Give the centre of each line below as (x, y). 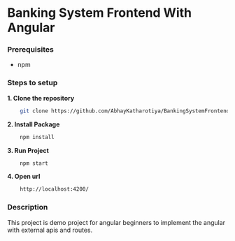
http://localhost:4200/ (55, 189)
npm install (37, 137)
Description (28, 207)
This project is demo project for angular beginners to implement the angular (116, 222)
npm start (34, 163)
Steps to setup (33, 83)
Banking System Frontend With (100, 13)
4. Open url (24, 177)
